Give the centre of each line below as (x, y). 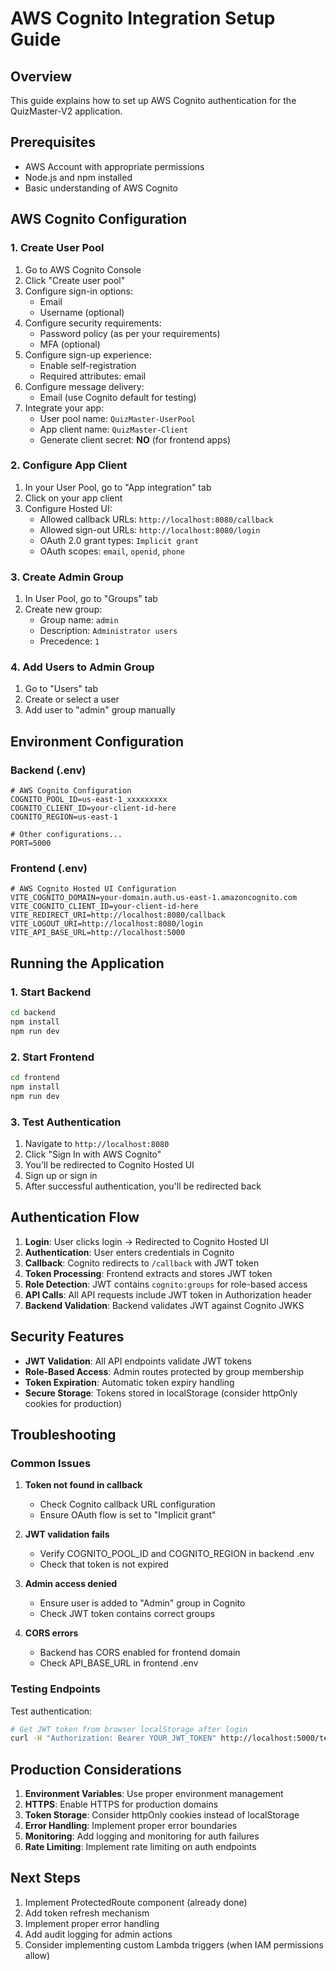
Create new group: (63, 609)
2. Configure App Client (69, 465)
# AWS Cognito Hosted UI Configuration (93, 889)
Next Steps (45, 1878)
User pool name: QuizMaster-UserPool (118, 418)
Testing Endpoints (55, 1689)
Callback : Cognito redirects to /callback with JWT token (142, 1263)
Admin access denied (71, 1584)
